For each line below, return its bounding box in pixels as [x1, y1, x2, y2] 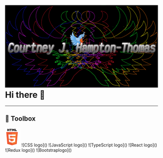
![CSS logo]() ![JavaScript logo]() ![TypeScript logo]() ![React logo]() [21, 142, 158, 148]
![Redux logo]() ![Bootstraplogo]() [5, 147, 72, 153]
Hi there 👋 [5, 89, 45, 100]
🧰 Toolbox [5, 114, 36, 123]
